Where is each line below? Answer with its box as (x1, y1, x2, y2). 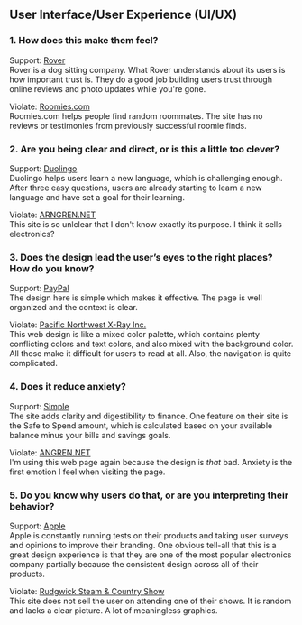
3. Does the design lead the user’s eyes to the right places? (9, 251, 273, 263)
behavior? (9, 500, 55, 512)
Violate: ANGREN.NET (9, 446, 91, 458)
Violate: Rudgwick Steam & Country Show (9, 585, 165, 596)
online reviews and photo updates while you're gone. (9, 83, 206, 94)
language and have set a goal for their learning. (9, 191, 185, 202)
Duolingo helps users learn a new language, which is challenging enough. (9, 172, 283, 183)
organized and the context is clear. (9, 302, 138, 313)
